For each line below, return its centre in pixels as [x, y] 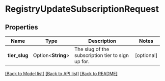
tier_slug [18, 55]
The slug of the [92, 49]
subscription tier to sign [102, 55]
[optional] [146, 55]
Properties [22, 27]
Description [102, 41]
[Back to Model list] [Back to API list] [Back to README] [61, 74]
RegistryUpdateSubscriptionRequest [82, 9]
